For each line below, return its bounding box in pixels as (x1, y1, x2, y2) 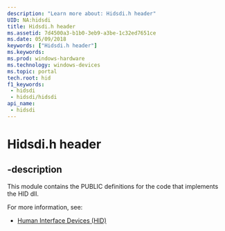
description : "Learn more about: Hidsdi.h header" (7, 10, 156, 17)
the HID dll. (7, 190, 39, 198)
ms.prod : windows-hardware (7, 55, 85, 62)
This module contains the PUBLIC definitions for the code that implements (7, 182, 219, 190)
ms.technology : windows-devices (7, 62, 100, 68)
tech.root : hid (7, 74, 51, 82)
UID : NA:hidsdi (7, 17, 51, 24)
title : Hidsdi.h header (7, 23, 76, 30)
